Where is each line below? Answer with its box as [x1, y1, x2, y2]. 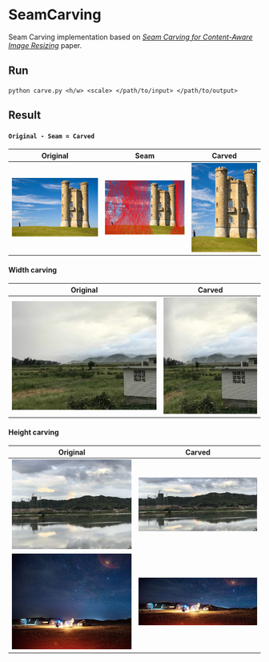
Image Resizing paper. [8, 40, 82, 50]
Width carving [8, 264, 58, 274]
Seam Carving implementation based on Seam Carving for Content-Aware [8, 32, 254, 42]
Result [8, 108, 42, 122]
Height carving [8, 427, 59, 437]
